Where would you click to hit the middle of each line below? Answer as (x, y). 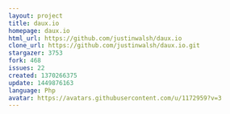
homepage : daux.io (39, 31)
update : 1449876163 (41, 83)
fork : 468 (25, 61)
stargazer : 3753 (36, 53)
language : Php (32, 90)
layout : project (36, 16)
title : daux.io (34, 23)
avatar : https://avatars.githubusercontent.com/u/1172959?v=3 (115, 98)
